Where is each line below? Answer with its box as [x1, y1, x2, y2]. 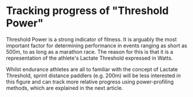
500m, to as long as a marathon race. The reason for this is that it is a [6, 48, 174, 55]
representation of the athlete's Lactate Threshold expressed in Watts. [6, 54, 173, 61]
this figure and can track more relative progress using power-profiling [6, 78, 174, 85]
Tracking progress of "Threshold [6, 4, 169, 18]
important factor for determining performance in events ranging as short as [6, 42, 187, 49]
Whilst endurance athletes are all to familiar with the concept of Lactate [6, 65, 178, 72]
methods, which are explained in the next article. [6, 84, 123, 91]
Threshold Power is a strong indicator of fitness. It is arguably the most [6, 36, 177, 43]
